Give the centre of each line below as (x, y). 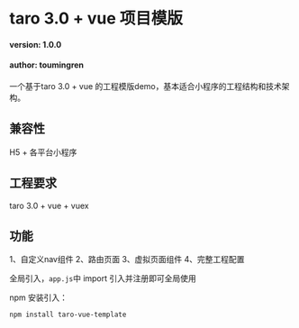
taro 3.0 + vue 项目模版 (96, 18)
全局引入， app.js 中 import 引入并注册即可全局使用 (103, 278)
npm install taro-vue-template (68, 315)
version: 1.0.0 (36, 44)
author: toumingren (46, 65)
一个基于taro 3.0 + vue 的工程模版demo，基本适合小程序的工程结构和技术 (145, 86)
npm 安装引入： (39, 297)
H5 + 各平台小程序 (43, 152)
